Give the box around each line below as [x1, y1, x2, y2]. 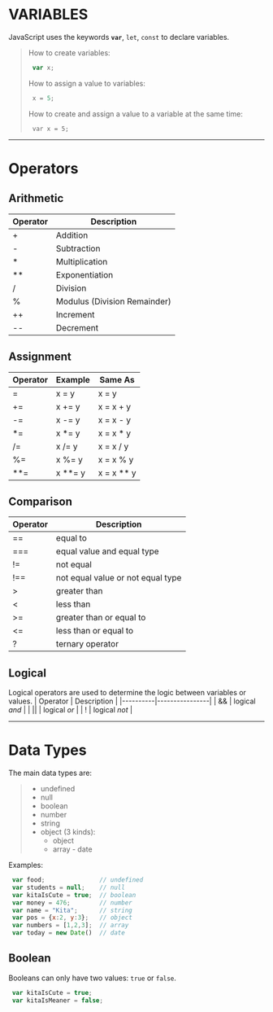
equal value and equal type [55, 545, 160, 557]
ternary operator [55, 638, 119, 650]
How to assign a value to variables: [28, 78, 146, 88]
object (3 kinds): [40, 827, 96, 837]
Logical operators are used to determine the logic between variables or [8, 688, 246, 698]
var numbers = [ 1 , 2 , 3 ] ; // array [11, 922, 129, 930]
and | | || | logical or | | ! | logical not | [8, 705, 132, 715]
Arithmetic [8, 191, 64, 205]
